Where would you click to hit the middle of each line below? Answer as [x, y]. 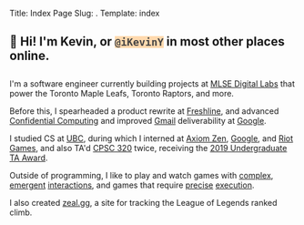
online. [30, 56]
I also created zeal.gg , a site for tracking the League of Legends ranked [143, 202]
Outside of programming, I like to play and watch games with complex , [142, 175]
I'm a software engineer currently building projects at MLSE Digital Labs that [152, 83]
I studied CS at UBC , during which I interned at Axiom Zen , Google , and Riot [152, 138]
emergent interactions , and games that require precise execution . [132, 185]
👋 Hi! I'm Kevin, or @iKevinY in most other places [147, 41]
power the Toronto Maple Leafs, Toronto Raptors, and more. [122, 93]
